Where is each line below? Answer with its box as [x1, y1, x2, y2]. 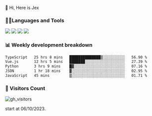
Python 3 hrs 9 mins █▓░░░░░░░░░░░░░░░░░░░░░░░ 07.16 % [5, 64, 148, 69]
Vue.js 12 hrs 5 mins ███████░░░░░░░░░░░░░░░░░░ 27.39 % [5, 59, 148, 64]
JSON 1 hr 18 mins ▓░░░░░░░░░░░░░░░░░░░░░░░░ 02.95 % [5, 68, 148, 74]
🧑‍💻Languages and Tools [5, 17, 64, 24]
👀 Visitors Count [5, 85, 46, 92]
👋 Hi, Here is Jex [5, 5, 39, 10]
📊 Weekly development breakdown [5, 42, 93, 49]
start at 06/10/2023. [5, 106, 46, 112]
